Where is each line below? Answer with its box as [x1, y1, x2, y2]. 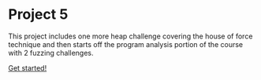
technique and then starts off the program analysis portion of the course [8, 39, 243, 49]
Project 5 [8, 5, 69, 24]
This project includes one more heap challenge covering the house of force [8, 31, 253, 41]
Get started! [8, 63, 47, 72]
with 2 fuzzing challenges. [8, 48, 94, 57]
